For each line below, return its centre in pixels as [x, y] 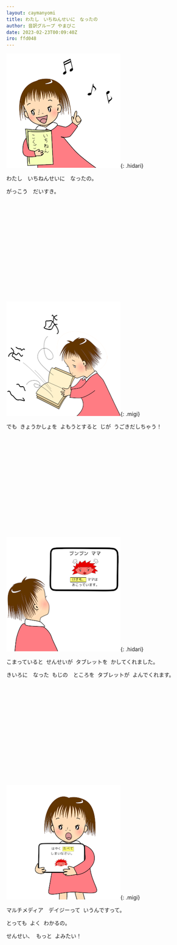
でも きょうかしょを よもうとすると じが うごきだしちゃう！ [84, 426]
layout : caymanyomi [31, 13]
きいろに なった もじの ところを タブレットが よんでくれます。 [90, 675]
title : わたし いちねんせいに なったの [52, 19]
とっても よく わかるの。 [38, 923]
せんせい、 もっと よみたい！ [44, 936]
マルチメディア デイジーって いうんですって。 [66, 910]
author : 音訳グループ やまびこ [41, 26]
